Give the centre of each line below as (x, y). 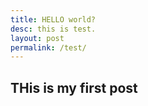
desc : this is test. (53, 29)
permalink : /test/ (48, 47)
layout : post (37, 38)
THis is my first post (74, 87)
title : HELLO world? (53, 19)
